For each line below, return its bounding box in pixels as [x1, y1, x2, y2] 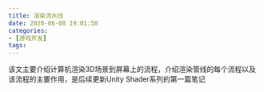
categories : [8, 26, 48, 34]
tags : [8, 42, 26, 50]
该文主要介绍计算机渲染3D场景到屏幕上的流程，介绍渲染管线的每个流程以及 [8, 65, 256, 74]
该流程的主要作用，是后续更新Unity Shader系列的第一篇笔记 [8, 74, 206, 84]
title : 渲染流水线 [8, 11, 64, 20]
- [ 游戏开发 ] [8, 34, 47, 42]
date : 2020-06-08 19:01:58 [8, 19, 98, 27]
